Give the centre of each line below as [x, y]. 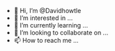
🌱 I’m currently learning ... [51, 25]
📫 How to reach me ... [46, 40]
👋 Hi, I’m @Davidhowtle [47, 11]
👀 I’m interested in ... [43, 18]
